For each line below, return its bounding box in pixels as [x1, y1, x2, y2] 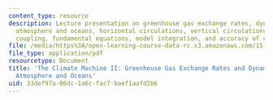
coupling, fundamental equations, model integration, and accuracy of [15, 34, 260, 43]
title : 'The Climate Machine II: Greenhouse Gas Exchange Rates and [8, 65, 245, 73]
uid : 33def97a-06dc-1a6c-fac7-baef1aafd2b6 [8, 79, 158, 87]
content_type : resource [8, 11, 89, 20]
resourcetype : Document [8, 57, 89, 65]
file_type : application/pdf [8, 49, 104, 57]
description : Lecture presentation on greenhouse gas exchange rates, [8, 19, 253, 27]
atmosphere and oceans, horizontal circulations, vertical [15, 27, 220, 35]
